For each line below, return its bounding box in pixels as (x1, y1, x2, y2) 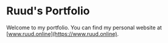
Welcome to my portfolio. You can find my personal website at (6, 24, 163, 31)
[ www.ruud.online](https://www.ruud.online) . (6, 30, 119, 37)
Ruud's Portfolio (6, 4, 90, 18)
